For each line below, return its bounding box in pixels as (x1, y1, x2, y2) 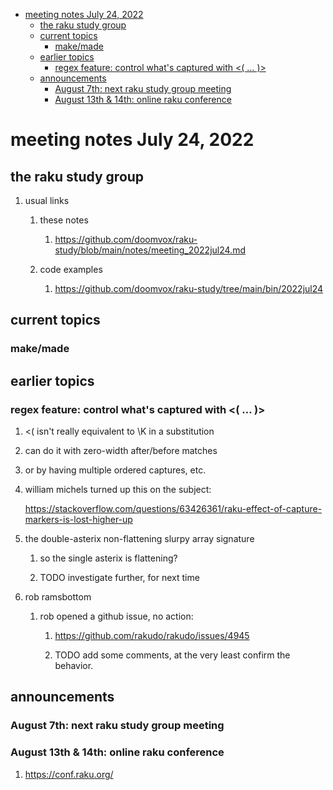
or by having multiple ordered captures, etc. (24, 464, 207, 476)
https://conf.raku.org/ (24, 768, 114, 780)
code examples (39, 264, 103, 275)
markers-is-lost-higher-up (24, 514, 133, 525)
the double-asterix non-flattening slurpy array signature (24, 533, 255, 544)
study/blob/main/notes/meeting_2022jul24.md (54, 244, 246, 256)
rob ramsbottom (24, 591, 92, 603)
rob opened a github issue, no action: (39, 610, 194, 622)
